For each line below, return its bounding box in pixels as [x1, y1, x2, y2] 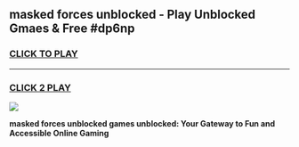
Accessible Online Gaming [9, 127, 109, 138]
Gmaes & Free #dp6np [9, 21, 135, 37]
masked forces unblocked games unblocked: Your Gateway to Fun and [9, 118, 276, 128]
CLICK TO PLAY [9, 48, 78, 61]
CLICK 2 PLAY [9, 81, 71, 94]
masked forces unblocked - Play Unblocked [9, 7, 256, 22]
